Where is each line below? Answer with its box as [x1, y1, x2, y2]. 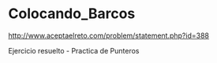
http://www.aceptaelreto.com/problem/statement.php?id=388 [8, 31, 209, 40]
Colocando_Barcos [8, 5, 136, 23]
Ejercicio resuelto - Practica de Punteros [8, 46, 140, 55]
